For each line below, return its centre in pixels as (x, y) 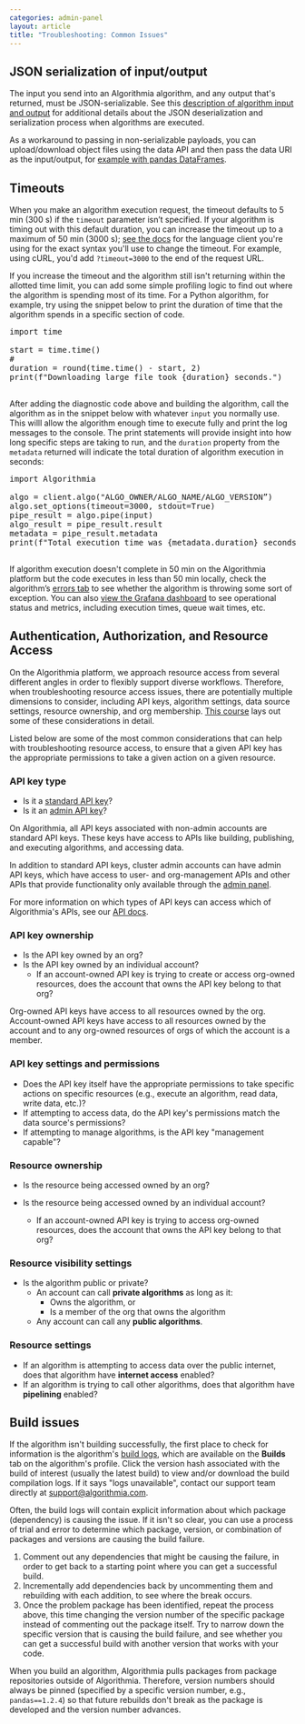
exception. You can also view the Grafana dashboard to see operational (143, 598)
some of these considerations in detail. (82, 720)
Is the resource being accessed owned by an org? (116, 1185)
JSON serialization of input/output (108, 71)
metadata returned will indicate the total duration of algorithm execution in (147, 452)
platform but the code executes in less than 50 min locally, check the (138, 579)
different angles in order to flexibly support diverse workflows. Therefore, (147, 682)
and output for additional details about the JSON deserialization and (136, 113)
